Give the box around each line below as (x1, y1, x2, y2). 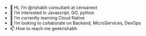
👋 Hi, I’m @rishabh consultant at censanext (9, 5, 98, 10)
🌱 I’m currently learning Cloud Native (9, 15, 85, 20)
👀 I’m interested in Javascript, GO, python (9, 10, 95, 16)
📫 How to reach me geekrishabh (9, 26, 77, 31)
